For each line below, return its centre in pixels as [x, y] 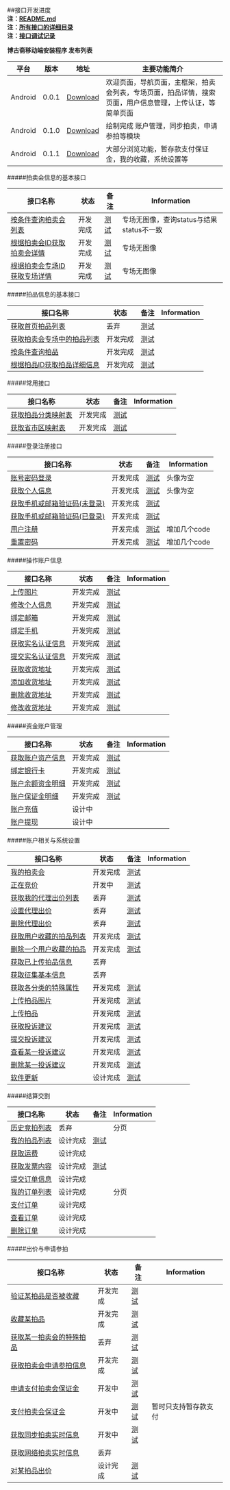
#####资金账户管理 [35, 726]
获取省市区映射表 [38, 428]
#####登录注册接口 [35, 446]
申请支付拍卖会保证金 [45, 1388]
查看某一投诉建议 [38, 1052]
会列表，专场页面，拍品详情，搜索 [161, 92]
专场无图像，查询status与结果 [170, 220]
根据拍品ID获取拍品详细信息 [55, 365]
